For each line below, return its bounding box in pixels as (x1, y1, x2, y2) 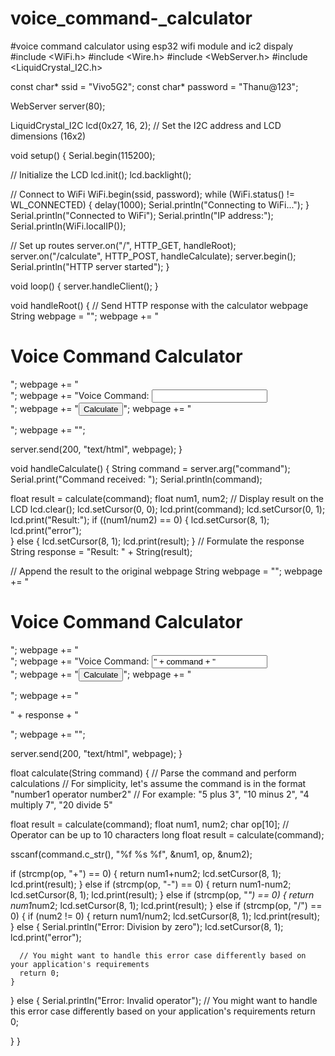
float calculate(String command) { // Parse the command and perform (10, 767, 297, 779)
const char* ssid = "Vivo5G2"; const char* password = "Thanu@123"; (10, 80, 299, 92)
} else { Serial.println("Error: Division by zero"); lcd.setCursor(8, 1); (10, 920, 284, 932)
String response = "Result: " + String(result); (10, 545, 193, 557)
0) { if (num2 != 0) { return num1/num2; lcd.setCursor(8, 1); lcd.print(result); (10, 910, 321, 922)
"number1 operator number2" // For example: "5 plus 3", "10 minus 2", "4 (10, 788, 310, 800)
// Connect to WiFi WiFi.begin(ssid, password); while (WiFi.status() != (10, 188, 296, 200)
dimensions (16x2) (10, 130, 87, 142)
